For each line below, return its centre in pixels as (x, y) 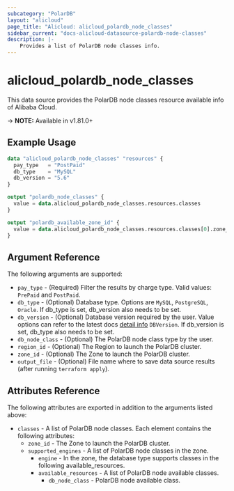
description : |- (31, 40)
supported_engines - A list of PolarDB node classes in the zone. (118, 451)
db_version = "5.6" (42, 178)
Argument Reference (54, 257)
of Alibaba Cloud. (32, 107)
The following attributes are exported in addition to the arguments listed (110, 407)
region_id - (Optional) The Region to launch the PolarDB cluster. (109, 347)
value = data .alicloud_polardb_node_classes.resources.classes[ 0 (110, 229)
